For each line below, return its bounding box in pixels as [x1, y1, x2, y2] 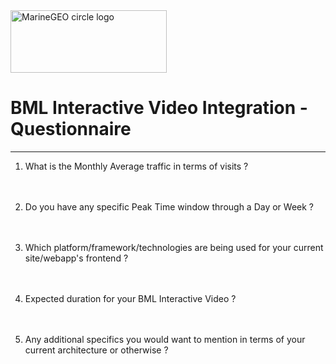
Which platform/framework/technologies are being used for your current [24, 241, 324, 253]
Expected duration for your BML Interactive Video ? [24, 292, 237, 304]
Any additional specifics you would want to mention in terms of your [24, 333, 306, 345]
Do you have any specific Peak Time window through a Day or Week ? [24, 200, 315, 213]
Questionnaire [10, 118, 132, 141]
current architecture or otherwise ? [24, 344, 169, 356]
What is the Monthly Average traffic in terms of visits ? [24, 160, 249, 172]
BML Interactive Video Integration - [10, 97, 308, 119]
